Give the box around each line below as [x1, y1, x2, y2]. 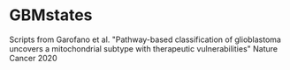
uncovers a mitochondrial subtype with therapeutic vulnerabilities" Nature [9, 43, 279, 53]
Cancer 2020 [9, 52, 57, 63]
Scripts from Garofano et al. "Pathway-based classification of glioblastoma [9, 34, 281, 45]
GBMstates [9, 5, 93, 25]
